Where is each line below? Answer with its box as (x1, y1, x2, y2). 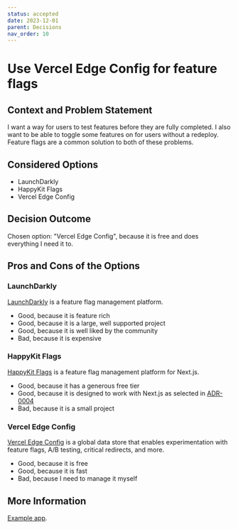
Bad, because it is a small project (17, 404, 115, 413)
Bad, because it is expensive (17, 334, 102, 342)
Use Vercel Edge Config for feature (7, 61, 218, 77)
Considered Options (7, 158, 98, 170)
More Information (7, 495, 87, 507)
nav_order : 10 (7, 30, 50, 38)
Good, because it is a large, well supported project (17, 319, 166, 327)
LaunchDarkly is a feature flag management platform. (7, 298, 163, 306)
